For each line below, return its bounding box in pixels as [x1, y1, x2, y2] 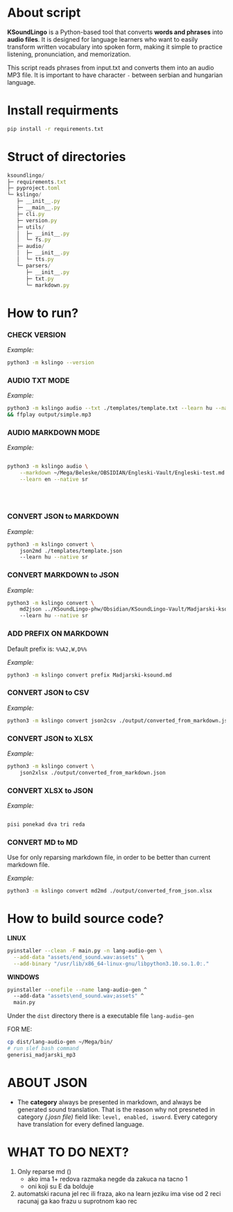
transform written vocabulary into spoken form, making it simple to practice [7, 42, 223, 51]
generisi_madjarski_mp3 [7, 1051, 76, 1059]
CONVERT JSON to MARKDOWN [7, 512, 119, 522]
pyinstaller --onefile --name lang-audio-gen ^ [7, 986, 148, 993]
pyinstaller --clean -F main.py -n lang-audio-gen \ [7, 947, 163, 954]
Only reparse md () [17, 1167, 71, 1175]
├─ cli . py [16, 210, 45, 217]
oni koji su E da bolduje [27, 1182, 94, 1190]
